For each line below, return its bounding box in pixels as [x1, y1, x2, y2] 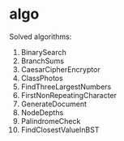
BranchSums [20, 56, 64, 66]
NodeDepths [20, 107, 64, 117]
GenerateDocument [20, 99, 88, 109]
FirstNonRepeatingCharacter [20, 90, 117, 100]
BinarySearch [20, 47, 67, 57]
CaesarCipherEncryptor [20, 64, 100, 74]
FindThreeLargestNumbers [20, 82, 112, 92]
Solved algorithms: [9, 32, 72, 41]
